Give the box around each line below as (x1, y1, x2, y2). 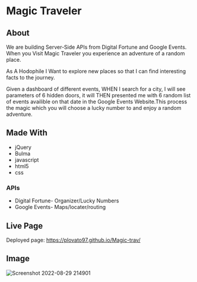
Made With (6, 128, 47, 138)
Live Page (6, 221, 43, 231)
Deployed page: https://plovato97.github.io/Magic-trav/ (6, 236, 141, 243)
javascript (14, 156, 39, 163)
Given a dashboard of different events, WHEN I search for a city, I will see (6, 85, 186, 93)
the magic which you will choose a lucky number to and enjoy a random (6, 104, 182, 111)
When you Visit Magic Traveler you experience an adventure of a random (6, 50, 185, 57)
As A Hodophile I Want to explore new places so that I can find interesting (6, 68, 186, 75)
